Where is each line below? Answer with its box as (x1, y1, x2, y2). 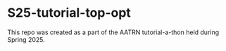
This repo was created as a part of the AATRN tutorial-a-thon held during (7, 28, 220, 36)
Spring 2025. (7, 35, 46, 43)
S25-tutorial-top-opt (7, 5, 132, 21)
